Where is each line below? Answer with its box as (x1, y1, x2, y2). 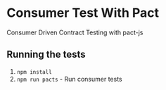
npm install (16, 68, 52, 75)
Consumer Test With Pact (6, 5, 160, 21)
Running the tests (6, 49, 86, 60)
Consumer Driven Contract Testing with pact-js (6, 28, 143, 37)
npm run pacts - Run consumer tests (16, 75, 122, 83)
